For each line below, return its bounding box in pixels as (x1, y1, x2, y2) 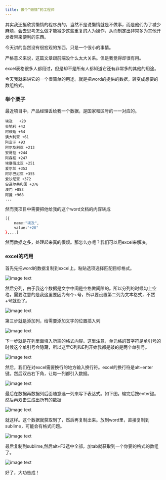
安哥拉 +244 (5, 150, 28, 155)
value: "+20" (14, 225, 39, 230)
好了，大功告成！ (5, 469, 40, 476)
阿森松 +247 (5, 156, 28, 160)
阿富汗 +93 (5, 140, 26, 145)
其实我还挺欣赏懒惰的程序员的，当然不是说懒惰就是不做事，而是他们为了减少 (5, 21, 161, 27)
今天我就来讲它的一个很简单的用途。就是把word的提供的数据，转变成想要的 (5, 76, 159, 82)
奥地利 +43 (5, 124, 26, 129)
